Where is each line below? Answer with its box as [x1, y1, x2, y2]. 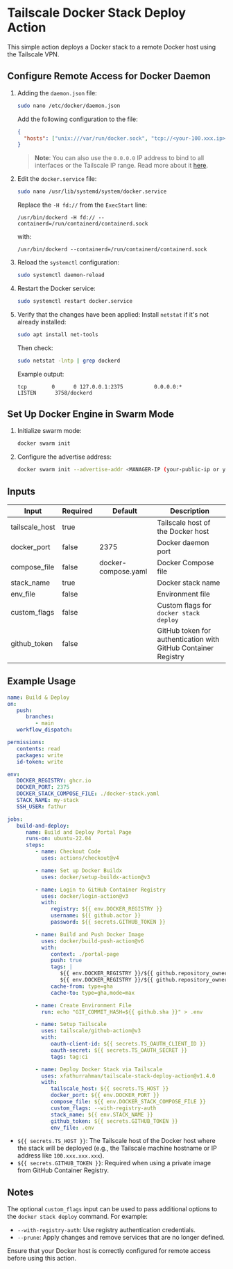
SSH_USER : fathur [16, 803, 67, 810]
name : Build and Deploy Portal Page [25, 828, 132, 836]
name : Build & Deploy [7, 694, 70, 701]
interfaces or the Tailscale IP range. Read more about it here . [34, 161, 209, 170]
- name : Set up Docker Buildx [35, 867, 123, 874]
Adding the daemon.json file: [17, 88, 97, 97]
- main [35, 720, 54, 727]
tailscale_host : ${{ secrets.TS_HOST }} [51, 1085, 169, 1092]
